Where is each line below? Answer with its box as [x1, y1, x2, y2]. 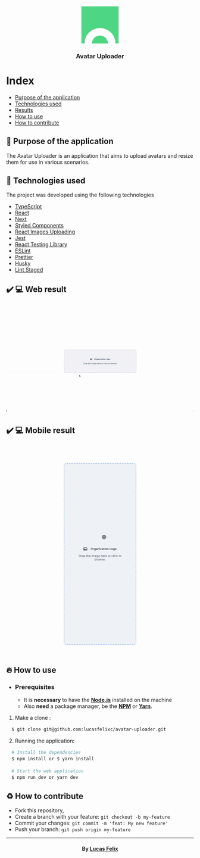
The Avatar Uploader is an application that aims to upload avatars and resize [6, 152, 193, 159]
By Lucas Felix [82, 845, 118, 852]
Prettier [14, 254, 33, 261]
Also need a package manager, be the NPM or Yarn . [23, 703, 153, 710]
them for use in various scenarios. [6, 158, 90, 166]
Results [14, 106, 33, 113]
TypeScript [14, 203, 42, 210]
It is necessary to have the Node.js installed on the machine [23, 696, 173, 703]
